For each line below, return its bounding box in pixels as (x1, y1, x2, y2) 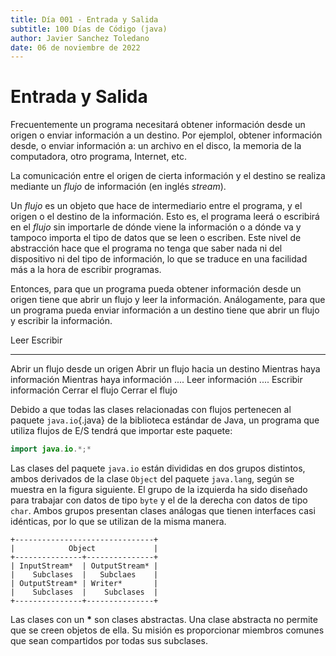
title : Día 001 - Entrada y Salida (10, 14, 159, 25)
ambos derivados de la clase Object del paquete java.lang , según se (10, 473, 295, 485)
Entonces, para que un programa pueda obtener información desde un (10, 283, 302, 295)
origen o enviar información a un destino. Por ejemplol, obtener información (10, 129, 323, 141)
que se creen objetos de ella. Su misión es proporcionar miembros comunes (10, 624, 325, 636)
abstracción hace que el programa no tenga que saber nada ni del (10, 242, 283, 255)
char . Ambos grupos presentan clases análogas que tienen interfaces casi (10, 505, 316, 517)
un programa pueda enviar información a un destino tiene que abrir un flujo (10, 304, 320, 316)
